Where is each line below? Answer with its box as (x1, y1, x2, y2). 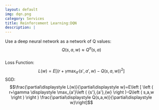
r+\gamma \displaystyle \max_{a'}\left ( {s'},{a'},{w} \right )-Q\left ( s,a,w (9, 89, 154, 95)
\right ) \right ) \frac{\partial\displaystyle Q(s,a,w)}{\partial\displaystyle (11, 94, 152, 100)
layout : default (5, 7, 38, 12)
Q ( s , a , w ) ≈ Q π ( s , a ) (61, 46, 102, 52)
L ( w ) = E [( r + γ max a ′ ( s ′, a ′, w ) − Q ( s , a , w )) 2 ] (38, 67, 125, 75)
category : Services (5, 16, 45, 21)
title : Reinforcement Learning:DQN (5, 20, 77, 26)
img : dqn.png (5, 12, 32, 16)
